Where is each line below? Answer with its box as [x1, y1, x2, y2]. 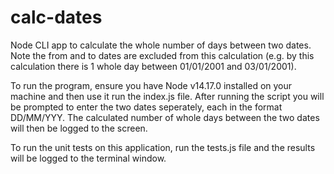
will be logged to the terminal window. [10, 152, 167, 164]
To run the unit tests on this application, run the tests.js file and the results [10, 141, 316, 153]
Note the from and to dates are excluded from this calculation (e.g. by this [10, 49, 315, 61]
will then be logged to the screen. [10, 122, 148, 134]
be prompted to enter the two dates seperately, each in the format [10, 101, 283, 113]
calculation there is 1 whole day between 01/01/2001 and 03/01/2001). [10, 60, 297, 72]
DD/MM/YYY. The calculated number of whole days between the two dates [10, 111, 320, 123]
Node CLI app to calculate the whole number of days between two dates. [10, 39, 312, 51]
